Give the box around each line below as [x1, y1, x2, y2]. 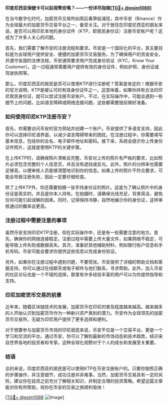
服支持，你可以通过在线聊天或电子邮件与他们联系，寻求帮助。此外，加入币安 [5, 265, 163, 271]
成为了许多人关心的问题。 [5, 35, 58, 40]
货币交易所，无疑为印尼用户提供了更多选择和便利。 [5, 316, 110, 322]
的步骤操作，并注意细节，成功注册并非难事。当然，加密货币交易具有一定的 [5, 372, 158, 378]
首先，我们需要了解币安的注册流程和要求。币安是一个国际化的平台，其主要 [5, 45, 158, 51]
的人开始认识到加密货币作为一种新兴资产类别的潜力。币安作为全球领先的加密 [5, 310, 163, 316]
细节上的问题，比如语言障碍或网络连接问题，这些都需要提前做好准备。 [5, 100, 150, 105]
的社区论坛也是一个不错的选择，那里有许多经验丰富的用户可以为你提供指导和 [5, 271, 163, 277]
